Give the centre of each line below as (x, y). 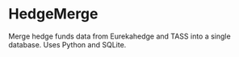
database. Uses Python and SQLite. (67, 44)
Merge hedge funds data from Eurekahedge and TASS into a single (120, 36)
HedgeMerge (53, 14)
